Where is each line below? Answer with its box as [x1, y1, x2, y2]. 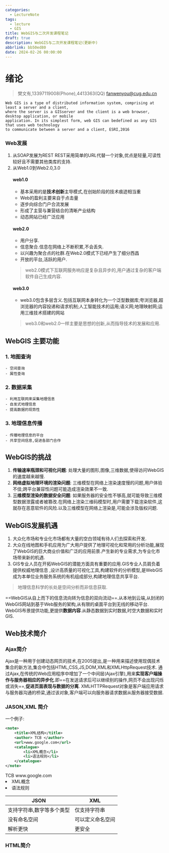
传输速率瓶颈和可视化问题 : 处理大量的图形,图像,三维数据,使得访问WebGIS [12, 467, 164, 473]
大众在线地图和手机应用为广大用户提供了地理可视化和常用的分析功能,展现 [12, 542, 164, 548]
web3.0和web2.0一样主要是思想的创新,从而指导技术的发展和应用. [25, 321, 160, 327]
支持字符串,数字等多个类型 [8, 807, 70, 814]
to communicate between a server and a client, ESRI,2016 [5, 127, 130, 132]
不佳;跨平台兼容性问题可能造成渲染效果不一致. [12, 486, 108, 492]
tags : [5, 17, 17, 22]
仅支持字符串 [75, 807, 105, 814]
